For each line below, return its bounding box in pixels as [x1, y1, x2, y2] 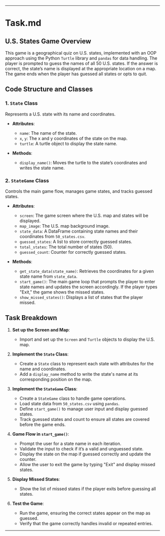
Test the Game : [12, 500, 44, 506]
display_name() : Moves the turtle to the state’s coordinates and [19, 159, 147, 165]
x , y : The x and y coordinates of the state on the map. [19, 135, 128, 141]
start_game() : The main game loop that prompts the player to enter [19, 278, 156, 284]
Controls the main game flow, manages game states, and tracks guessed [5, 188, 153, 194]
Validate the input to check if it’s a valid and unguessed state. [19, 446, 144, 451]
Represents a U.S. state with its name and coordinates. [5, 111, 116, 117]
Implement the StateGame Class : [12, 386, 78, 391]
